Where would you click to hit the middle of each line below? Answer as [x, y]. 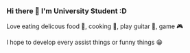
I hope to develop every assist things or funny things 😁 [84, 42]
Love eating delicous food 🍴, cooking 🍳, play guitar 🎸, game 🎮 [95, 26]
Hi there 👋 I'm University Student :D [67, 11]
